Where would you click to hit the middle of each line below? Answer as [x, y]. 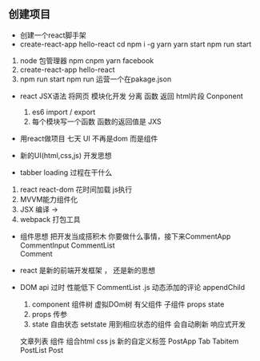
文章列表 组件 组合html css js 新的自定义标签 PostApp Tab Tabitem [129, 341]
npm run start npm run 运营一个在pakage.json [96, 79]
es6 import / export [64, 112]
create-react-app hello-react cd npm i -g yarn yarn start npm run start [136, 44]
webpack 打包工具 [50, 219]
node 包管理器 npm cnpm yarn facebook [87, 60]
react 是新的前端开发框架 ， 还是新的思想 [88, 270]
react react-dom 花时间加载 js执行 [76, 189]
